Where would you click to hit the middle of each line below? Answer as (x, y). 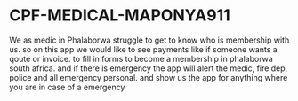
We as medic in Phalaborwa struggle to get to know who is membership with (149, 40)
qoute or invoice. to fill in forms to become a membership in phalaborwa (141, 58)
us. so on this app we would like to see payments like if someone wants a (143, 49)
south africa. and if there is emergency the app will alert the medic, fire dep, (149, 68)
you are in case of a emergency (67, 87)
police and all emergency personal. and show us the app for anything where (149, 77)
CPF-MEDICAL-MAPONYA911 (120, 16)
